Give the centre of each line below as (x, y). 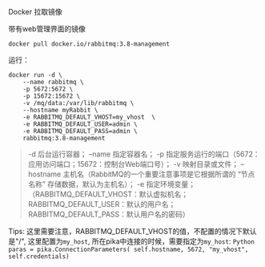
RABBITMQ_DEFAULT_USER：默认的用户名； (102, 204)
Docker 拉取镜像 (35, 12)
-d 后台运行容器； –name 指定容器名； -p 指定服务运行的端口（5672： (144, 154)
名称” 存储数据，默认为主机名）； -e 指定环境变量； (112, 184)
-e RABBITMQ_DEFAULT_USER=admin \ (80, 124)
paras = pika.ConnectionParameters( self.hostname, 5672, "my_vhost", (128, 249)
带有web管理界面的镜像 (47, 29)
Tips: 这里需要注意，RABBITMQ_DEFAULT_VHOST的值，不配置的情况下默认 (132, 231)
